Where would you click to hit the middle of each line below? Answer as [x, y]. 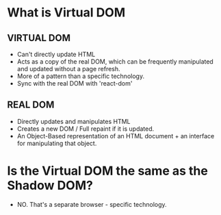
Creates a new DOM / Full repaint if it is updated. [86, 129]
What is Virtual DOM [66, 13]
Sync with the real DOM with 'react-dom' [75, 83]
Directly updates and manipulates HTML [74, 121]
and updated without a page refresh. [69, 69]
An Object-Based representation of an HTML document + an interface [116, 136]
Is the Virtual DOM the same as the [108, 171]
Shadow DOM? [50, 186]
